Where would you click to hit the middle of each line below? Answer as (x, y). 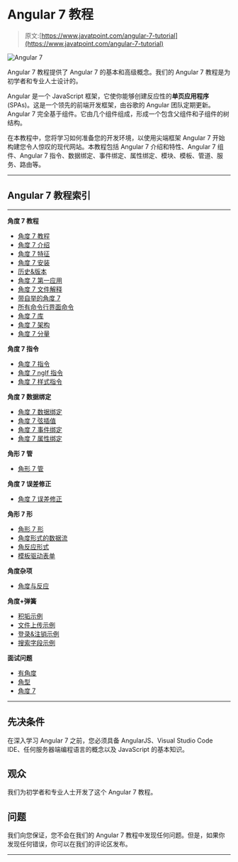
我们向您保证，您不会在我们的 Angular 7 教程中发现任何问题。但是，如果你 (116, 835)
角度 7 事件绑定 (40, 429)
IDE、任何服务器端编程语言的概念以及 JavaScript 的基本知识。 (98, 749)
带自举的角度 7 (39, 298)
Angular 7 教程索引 (49, 196)
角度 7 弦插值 (37, 421)
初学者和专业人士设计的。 (45, 81)
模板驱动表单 (36, 556)
